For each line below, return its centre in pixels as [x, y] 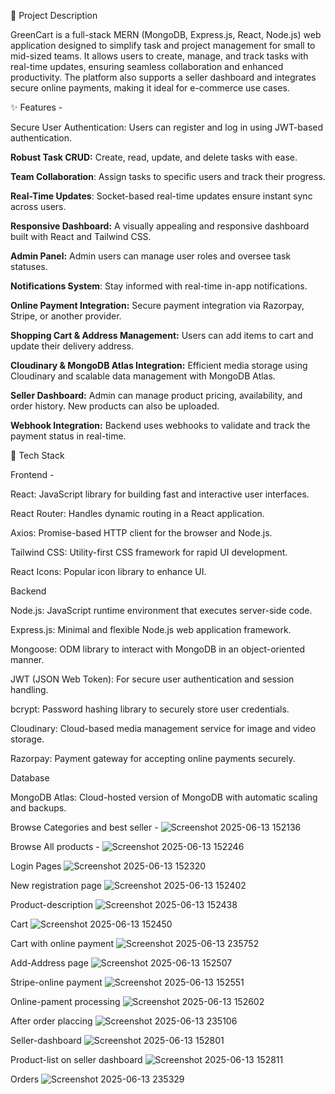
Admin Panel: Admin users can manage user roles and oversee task [151, 256]
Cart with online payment [62, 943]
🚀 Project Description [54, 15]
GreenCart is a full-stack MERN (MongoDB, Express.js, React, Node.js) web [166, 34]
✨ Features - [36, 107]
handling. [29, 689]
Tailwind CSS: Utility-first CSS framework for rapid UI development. [149, 552]
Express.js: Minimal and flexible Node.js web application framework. [151, 629]
